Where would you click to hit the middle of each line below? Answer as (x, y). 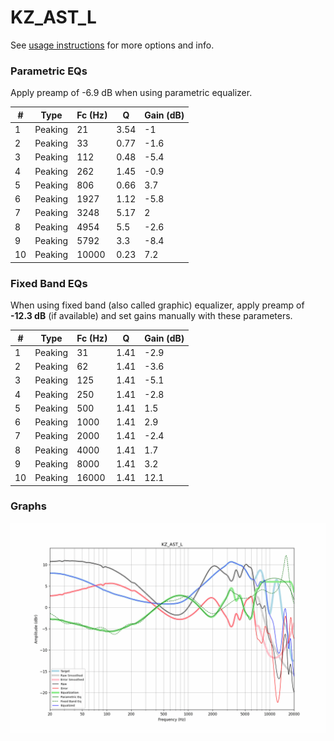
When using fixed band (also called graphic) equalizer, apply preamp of (157, 305)
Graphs (28, 506)
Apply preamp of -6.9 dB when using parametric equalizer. (131, 93)
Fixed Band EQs (49, 283)
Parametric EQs (49, 71)
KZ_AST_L (53, 17)
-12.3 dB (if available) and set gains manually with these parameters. (151, 316)
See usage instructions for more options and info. (112, 45)
